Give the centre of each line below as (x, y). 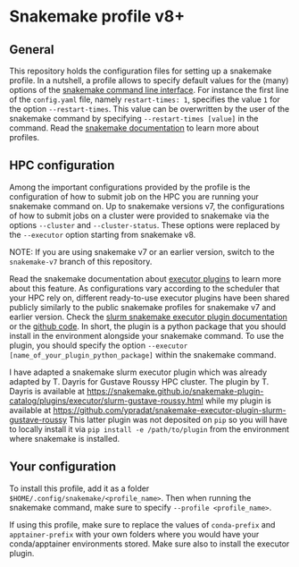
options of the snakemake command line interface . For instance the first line (149, 90)
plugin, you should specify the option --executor (99, 345)
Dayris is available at (47, 391)
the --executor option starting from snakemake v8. (103, 234)
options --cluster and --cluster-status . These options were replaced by (145, 224)
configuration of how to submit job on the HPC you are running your (134, 196)
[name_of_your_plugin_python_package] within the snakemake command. (143, 354)
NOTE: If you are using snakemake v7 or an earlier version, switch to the (142, 251)
